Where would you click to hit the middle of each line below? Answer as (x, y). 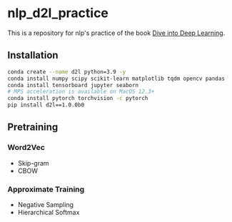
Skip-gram (33, 163)
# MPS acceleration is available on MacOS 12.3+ (81, 92)
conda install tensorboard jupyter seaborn (73, 85)
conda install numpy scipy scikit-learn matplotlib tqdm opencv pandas (116, 79)
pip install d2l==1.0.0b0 (46, 105)
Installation (33, 55)
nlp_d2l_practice (58, 13)
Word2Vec (26, 148)
